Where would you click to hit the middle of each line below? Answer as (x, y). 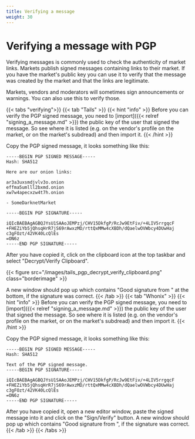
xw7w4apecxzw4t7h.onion (35, 193)
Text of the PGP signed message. (47, 365)
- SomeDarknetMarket (31, 203)
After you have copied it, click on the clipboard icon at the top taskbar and (96, 255)
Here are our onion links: (39, 172)
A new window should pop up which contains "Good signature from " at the (97, 290)
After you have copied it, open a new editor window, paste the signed (90, 411)
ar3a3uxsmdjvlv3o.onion (35, 182)
